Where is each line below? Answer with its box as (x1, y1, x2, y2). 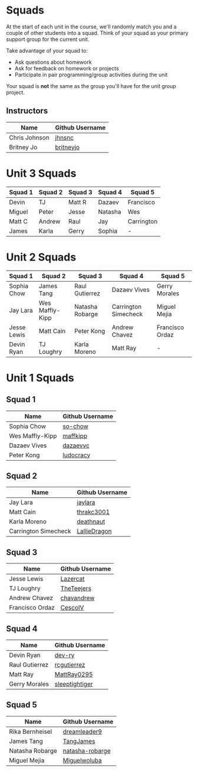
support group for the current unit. (6, 35, 90, 43)
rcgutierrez (54, 661, 85, 669)
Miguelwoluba (62, 756, 102, 764)
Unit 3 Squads (6, 167, 77, 180)
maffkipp (62, 432, 87, 440)
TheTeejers (60, 584, 91, 592)
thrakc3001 (77, 508, 110, 516)
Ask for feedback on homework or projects (14, 64, 119, 71)
